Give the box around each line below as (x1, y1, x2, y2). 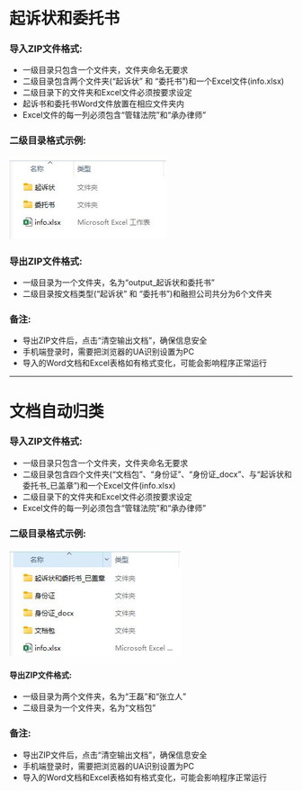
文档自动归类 (9, 401, 105, 421)
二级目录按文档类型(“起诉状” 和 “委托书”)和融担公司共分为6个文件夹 (22, 289, 272, 300)
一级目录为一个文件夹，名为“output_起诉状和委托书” (22, 277, 216, 288)
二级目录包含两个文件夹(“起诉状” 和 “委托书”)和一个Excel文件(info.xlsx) (22, 76, 285, 86)
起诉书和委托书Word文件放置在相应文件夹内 (22, 98, 184, 109)
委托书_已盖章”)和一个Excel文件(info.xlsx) (22, 480, 176, 490)
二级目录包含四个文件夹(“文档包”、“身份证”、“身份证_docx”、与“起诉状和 (22, 469, 292, 480)
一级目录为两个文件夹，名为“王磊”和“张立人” (22, 691, 187, 702)
